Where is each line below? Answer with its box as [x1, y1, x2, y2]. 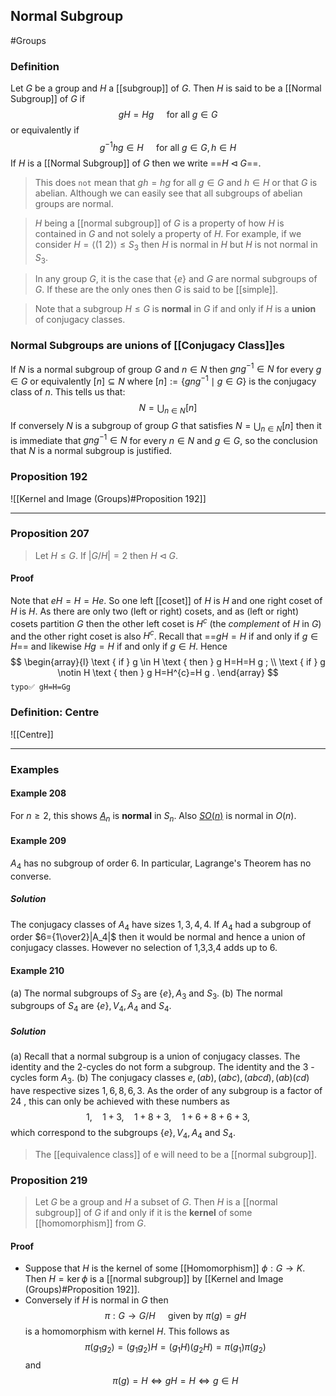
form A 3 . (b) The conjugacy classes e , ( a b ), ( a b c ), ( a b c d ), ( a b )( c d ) [39, 1072, 310, 1086]
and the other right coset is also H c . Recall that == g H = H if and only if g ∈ [10, 628, 319, 642]
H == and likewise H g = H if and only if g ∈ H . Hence [10, 640, 228, 653]
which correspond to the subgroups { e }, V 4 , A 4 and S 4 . [10, 1126, 236, 1141]
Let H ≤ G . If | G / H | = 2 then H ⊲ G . [34, 549, 178, 561]
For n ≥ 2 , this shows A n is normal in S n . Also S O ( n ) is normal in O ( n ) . [10, 809, 297, 824]
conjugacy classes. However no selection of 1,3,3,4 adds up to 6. [10, 942, 278, 954]
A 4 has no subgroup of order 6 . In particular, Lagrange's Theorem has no [10, 857, 312, 871]
